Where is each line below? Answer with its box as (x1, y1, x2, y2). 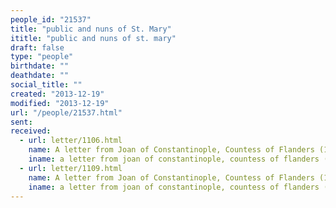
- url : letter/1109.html (19, 163, 123, 173)
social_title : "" (10, 80, 83, 90)
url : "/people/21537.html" (10, 107, 123, 118)
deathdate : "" (10, 71, 70, 81)
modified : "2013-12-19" (10, 98, 110, 108)
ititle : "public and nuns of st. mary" (10, 33, 177, 43)
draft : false (10, 42, 65, 53)
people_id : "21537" (10, 14, 92, 25)
